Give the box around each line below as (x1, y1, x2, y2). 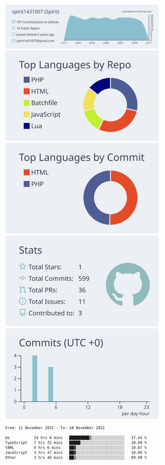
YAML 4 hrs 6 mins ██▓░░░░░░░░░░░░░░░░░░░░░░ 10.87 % (5, 445, 147, 450)
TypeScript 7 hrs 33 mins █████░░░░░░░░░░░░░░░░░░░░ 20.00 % (5, 440, 147, 445)
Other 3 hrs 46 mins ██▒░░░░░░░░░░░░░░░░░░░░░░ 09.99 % (5, 455, 147, 460)
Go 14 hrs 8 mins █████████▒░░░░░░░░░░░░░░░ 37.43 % (5, 435, 147, 440)
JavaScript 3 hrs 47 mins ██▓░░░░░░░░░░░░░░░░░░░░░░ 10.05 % (5, 450, 147, 455)
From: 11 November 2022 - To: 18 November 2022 (5, 425, 105, 430)
